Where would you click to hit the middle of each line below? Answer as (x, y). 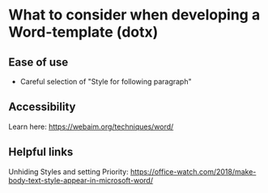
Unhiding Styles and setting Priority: (68, 171)
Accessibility (42, 107)
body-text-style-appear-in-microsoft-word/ (81, 180)
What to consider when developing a (134, 15)
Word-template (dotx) (83, 32)
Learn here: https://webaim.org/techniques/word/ (91, 127)
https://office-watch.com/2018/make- (193, 171)
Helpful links (41, 152)
